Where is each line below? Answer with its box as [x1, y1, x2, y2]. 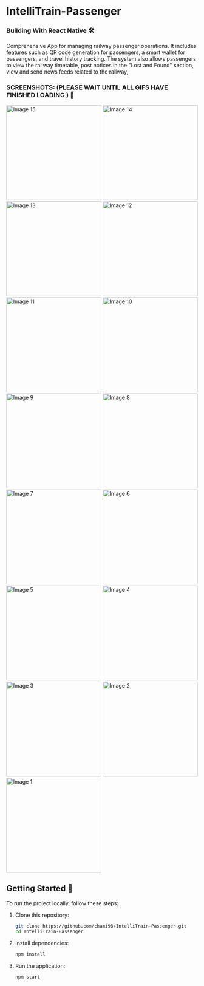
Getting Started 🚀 [6, 883, 73, 894]
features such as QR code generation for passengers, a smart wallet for [6, 49, 186, 56]
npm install [15, 951, 46, 957]
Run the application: [15, 962, 66, 970]
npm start [15, 974, 41, 981]
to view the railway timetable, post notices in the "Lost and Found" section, [6, 62, 194, 69]
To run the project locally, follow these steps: [6, 899, 118, 906]
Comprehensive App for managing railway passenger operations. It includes [6, 43, 197, 50]
